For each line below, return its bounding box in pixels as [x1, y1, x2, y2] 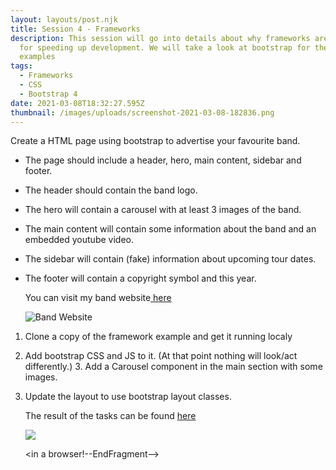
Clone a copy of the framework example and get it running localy [24, 331, 293, 343]
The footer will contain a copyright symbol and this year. [24, 272, 257, 285]
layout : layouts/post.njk [10, 14, 118, 25]
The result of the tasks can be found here [24, 410, 197, 422]
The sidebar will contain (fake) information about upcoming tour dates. [24, 253, 317, 265]
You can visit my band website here [24, 292, 172, 304]
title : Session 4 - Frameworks [10, 24, 141, 34]
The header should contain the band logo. [24, 184, 198, 196]
